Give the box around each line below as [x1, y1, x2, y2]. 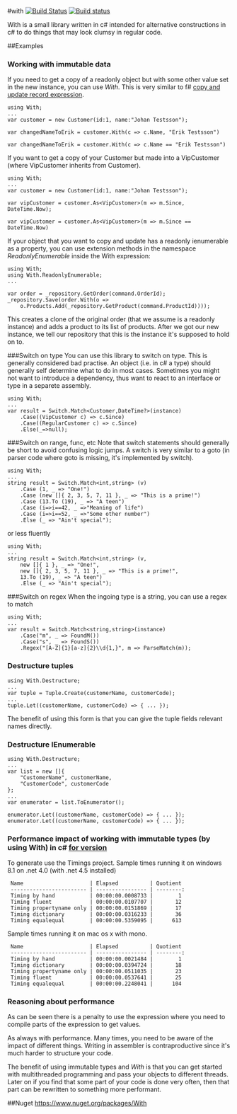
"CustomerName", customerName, [20, 774, 112, 781]
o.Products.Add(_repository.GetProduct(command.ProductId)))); [20, 303, 211, 310]
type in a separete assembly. [7, 381, 92, 390]
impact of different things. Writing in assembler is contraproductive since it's [7, 1041, 231, 1050]
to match [7, 600, 33, 609]
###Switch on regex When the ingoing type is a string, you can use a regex [7, 592, 227, 601]
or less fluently [7, 529, 51, 538]
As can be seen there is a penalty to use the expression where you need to [7, 1013, 226, 1021]
